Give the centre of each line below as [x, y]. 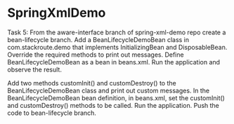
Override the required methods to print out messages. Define [96, 55]
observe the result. [34, 69]
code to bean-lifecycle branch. [52, 113]
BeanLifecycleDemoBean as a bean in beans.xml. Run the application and [113, 62]
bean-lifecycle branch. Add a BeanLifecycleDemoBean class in [98, 39]
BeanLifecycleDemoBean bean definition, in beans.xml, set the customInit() [116, 98]
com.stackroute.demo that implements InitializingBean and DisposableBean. [117, 47]
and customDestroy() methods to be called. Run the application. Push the [113, 105]
